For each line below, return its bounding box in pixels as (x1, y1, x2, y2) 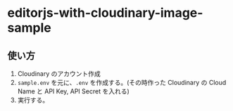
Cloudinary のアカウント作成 (17, 70, 101, 78)
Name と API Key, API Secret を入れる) (17, 87, 130, 96)
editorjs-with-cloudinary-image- (7, 5, 203, 21)
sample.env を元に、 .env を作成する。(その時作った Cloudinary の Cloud (17, 79, 227, 86)
